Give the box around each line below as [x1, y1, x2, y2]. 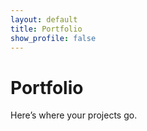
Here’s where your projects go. [10, 109, 138, 121]
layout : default [10, 14, 78, 25]
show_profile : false [10, 33, 97, 43]
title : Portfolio [10, 24, 83, 34]
